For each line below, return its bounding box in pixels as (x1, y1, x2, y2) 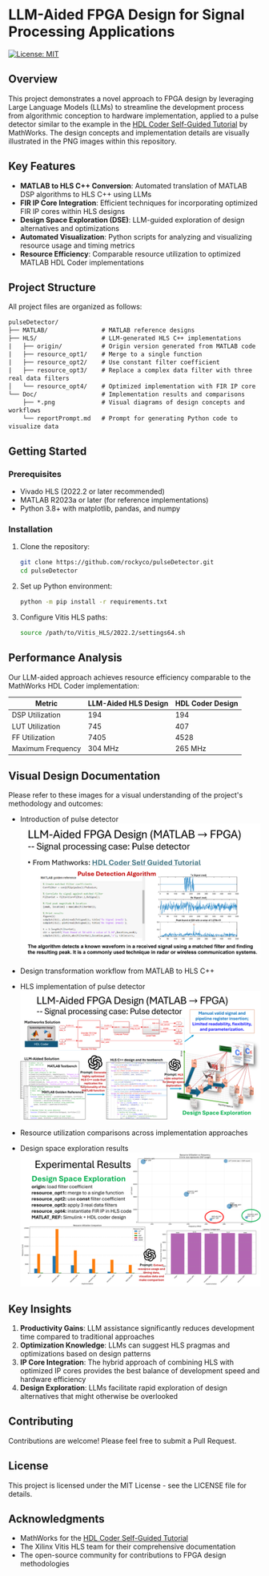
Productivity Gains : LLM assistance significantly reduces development (19, 1323, 255, 1332)
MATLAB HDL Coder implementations (19, 257, 144, 267)
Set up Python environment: (19, 581, 113, 591)
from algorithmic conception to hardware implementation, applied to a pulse (8, 111, 259, 120)
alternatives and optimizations (19, 223, 120, 233)
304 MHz (87, 744, 119, 754)
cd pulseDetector (19, 567, 78, 575)
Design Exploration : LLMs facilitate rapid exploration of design (19, 1383, 228, 1392)
